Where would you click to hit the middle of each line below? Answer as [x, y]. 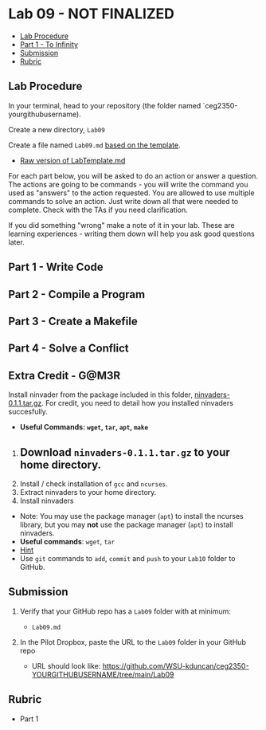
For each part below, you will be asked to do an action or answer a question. [133, 175]
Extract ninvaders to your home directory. [88, 492]
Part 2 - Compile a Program [77, 294]
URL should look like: [66, 665]
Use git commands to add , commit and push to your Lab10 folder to [127, 558]
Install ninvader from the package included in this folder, [101, 394]
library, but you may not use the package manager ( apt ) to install [126, 524]
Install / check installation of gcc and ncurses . [94, 484]
